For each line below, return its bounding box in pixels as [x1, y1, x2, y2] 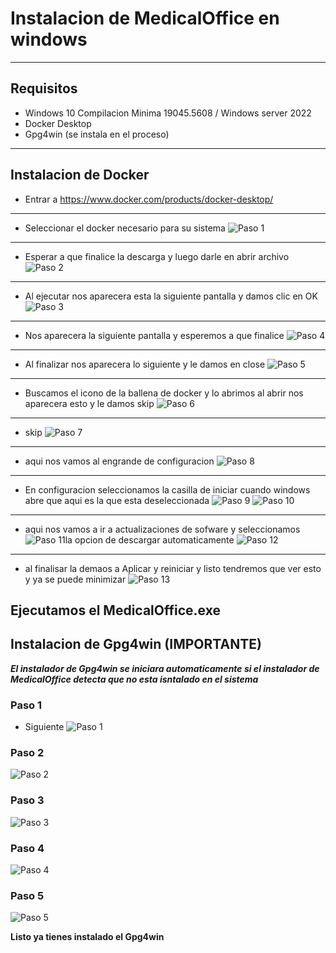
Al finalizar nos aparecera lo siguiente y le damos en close [24, 358, 266, 370]
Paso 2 [10, 745, 45, 759]
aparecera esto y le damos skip [24, 397, 155, 409]
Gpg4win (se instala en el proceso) [24, 128, 170, 140]
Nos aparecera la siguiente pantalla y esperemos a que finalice [24, 329, 285, 341]
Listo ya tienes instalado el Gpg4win [10, 931, 165, 943]
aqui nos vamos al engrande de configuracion [24, 455, 215, 467]
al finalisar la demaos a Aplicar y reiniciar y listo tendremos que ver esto [24, 562, 322, 574]
